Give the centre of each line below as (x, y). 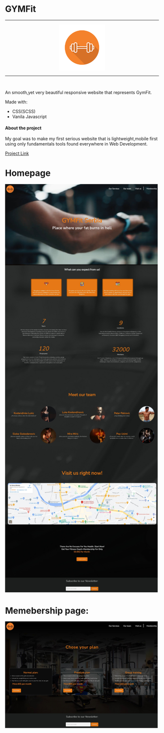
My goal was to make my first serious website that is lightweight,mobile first (81, 139)
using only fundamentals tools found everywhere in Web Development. (76, 144)
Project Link (17, 153)
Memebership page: (47, 611)
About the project (23, 128)
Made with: (16, 102)
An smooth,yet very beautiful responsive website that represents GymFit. (79, 92)
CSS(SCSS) (24, 111)
